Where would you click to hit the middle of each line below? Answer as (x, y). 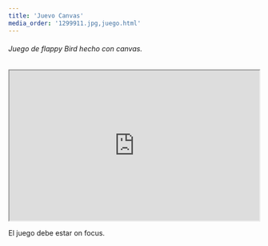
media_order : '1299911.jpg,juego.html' (75, 23)
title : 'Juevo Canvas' (46, 16)
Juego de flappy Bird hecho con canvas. (75, 49)
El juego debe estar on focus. (57, 232)
